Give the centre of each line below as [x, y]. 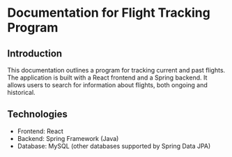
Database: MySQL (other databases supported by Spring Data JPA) [114, 146]
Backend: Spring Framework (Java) [68, 138]
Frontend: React [40, 131]
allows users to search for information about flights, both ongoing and [107, 85]
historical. [22, 92]
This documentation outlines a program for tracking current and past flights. [116, 70]
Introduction [35, 53]
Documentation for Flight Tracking [109, 13]
